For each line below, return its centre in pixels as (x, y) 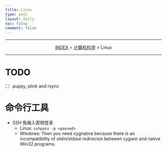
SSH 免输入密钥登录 (33, 123)
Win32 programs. (38, 144)
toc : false (16, 24)
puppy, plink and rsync (36, 86)
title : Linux (19, 10)
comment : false (21, 28)
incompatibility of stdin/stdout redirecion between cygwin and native (90, 139)
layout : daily (20, 19)
